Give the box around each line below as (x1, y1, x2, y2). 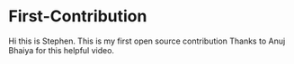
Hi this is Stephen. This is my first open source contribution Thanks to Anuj (8, 36, 286, 46)
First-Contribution (8, 6, 147, 27)
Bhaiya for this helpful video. (8, 44, 114, 55)
